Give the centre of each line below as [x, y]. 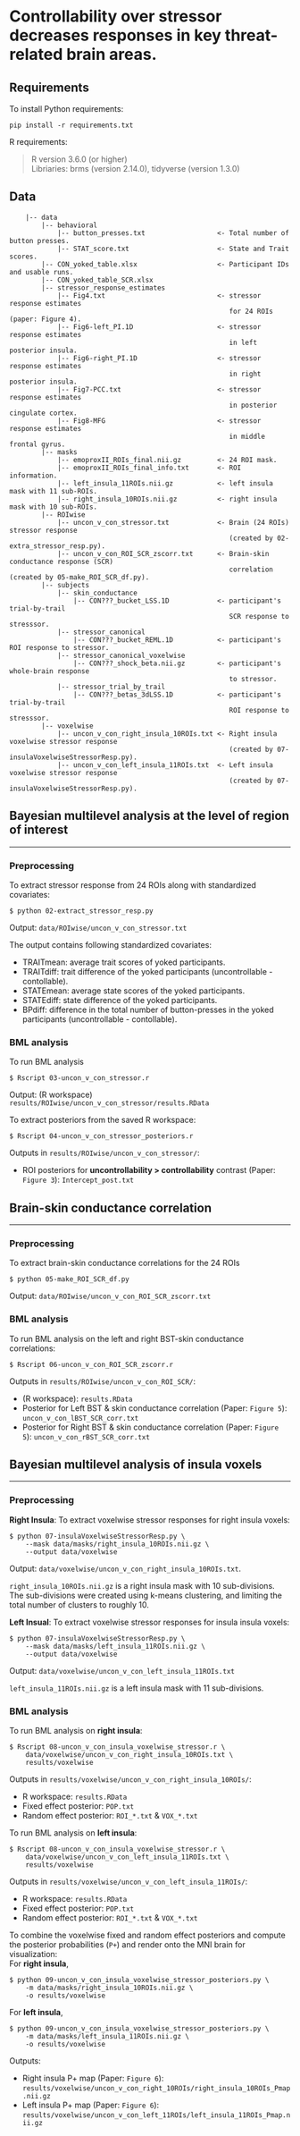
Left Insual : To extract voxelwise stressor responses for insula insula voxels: [150, 1622]
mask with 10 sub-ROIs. [54, 507]
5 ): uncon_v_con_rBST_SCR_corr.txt [86, 1436]
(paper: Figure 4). [46, 319]
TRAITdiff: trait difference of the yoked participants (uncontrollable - [147, 971]
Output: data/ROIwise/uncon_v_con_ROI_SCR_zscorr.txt [110, 1296]
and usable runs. [42, 272]
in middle [247, 436]
